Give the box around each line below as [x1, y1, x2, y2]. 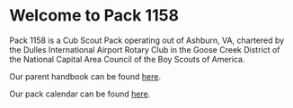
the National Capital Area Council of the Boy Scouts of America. [9, 54, 245, 64]
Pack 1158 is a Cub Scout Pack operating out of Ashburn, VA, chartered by [9, 35, 285, 46]
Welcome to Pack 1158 [9, 5, 180, 26]
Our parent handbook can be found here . [9, 71, 162, 81]
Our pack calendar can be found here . [9, 88, 151, 99]
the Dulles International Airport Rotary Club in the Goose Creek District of [9, 44, 280, 54]
